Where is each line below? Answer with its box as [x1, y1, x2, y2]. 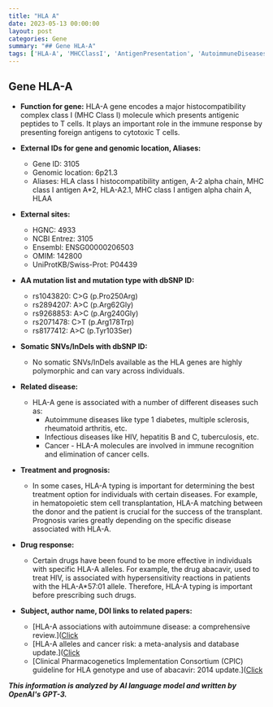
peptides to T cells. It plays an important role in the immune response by [19, 119, 262, 129]
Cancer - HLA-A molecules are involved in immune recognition [44, 440, 254, 450]
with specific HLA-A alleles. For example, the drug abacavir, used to [32, 564, 260, 574]
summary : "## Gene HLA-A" [8, 42, 96, 50]
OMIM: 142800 [32, 251, 83, 260]
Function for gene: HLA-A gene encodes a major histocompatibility [19, 101, 246, 111]
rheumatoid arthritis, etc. [44, 423, 128, 433]
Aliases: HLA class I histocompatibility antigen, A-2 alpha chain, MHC [32, 176, 264, 185]
